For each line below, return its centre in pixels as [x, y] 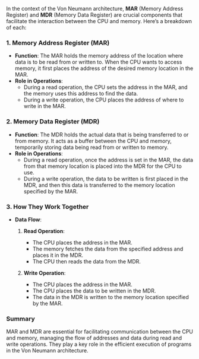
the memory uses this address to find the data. [81, 94]
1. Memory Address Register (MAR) [58, 43]
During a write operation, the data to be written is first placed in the [106, 179]
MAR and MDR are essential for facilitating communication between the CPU [100, 332]
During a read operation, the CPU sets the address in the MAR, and [106, 87]
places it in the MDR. [58, 255]
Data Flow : [28, 220]
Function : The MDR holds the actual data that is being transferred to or [102, 134]
